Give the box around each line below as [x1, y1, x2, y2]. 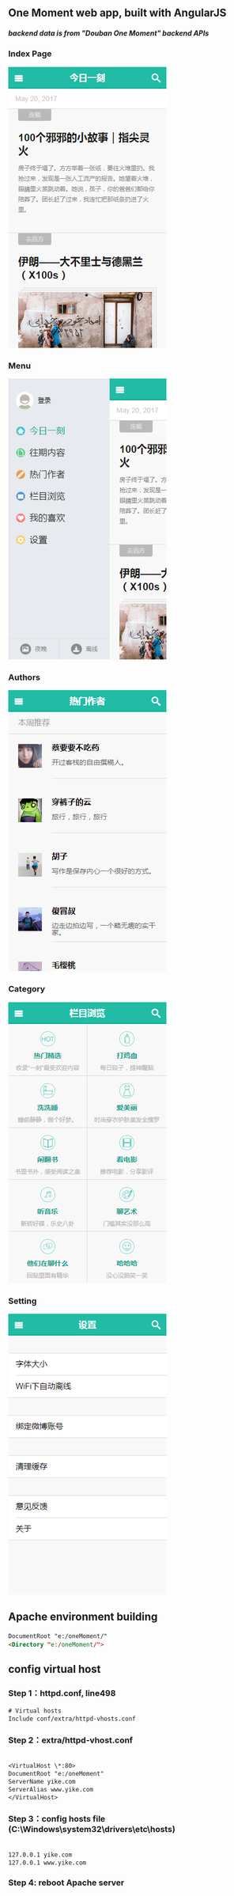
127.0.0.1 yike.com [8, 1851, 73, 1859]
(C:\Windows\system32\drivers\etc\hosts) [8, 1824, 175, 1835]
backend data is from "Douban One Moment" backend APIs [8, 28, 209, 38]
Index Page [8, 48, 52, 59]
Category [8, 984, 46, 995]
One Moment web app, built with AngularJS [8, 6, 227, 20]
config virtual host [8, 1662, 101, 1676]
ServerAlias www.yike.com [8, 1786, 93, 1794]
